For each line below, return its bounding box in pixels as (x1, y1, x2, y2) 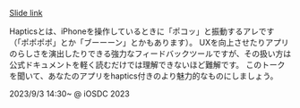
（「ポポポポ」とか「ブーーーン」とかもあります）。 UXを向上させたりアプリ (9, 37, 289, 47)
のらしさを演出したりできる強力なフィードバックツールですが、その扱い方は (9, 48, 292, 59)
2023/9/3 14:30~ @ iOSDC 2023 (9, 88, 130, 99)
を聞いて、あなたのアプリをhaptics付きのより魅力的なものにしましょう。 (9, 71, 279, 81)
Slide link (9, 8, 43, 18)
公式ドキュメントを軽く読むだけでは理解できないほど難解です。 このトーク (9, 60, 286, 70)
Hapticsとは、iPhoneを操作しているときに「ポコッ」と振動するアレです (9, 26, 275, 37)
